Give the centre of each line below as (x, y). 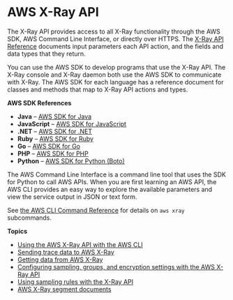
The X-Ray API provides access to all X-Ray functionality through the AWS (114, 31)
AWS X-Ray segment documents (64, 289)
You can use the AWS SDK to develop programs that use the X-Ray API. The (116, 67)
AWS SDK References (39, 103)
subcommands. (30, 218)
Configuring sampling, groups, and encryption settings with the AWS (116, 267)
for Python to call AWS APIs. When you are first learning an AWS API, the (112, 181)
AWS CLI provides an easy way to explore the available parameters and (110, 189)
